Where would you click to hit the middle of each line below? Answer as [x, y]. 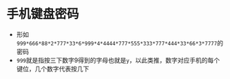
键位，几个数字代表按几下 [53, 69]
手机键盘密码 [43, 14]
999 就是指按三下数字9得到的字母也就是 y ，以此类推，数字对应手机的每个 [118, 60]
